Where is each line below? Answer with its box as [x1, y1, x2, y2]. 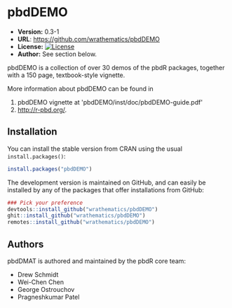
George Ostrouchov [17, 285, 75, 293]
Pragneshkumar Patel [17, 293, 80, 301]
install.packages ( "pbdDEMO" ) [7, 166, 93, 173]
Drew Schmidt [17, 270, 59, 279]
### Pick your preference [7, 199, 83, 206]
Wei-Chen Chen [17, 278, 64, 286]
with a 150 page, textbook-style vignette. [7, 71, 125, 79]
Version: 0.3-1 [17, 27, 60, 36]
